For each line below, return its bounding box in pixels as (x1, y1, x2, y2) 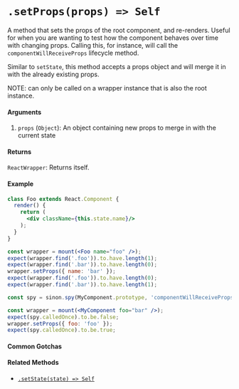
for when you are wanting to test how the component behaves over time (7, 33, 219, 42)
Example (7, 180, 34, 188)
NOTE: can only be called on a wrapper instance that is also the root (7, 83, 208, 92)
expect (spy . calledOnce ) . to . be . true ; (7, 326, 116, 334)
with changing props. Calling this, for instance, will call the (7, 41, 179, 49)
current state (17, 131, 56, 140)
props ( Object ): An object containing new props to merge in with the (17, 123, 217, 133)
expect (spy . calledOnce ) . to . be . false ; (7, 313, 119, 321)
